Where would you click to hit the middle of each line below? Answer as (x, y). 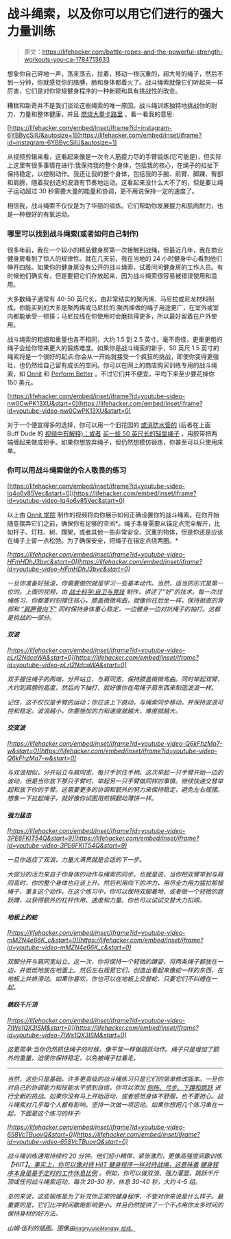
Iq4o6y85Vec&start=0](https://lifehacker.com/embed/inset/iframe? (102, 493)
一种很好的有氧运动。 (43, 214)
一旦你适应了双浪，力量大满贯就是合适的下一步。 (76, 860)
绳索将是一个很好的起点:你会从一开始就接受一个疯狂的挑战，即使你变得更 (110, 357)
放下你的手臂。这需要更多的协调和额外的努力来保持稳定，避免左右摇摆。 (121, 789)
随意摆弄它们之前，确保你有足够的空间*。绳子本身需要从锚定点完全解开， (111, 523)
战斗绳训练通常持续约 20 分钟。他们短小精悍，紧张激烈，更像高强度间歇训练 (115, 1156)
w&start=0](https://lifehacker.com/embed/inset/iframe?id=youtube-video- (112, 751)
